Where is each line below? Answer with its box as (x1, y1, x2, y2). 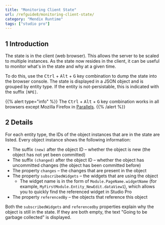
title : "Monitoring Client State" (5, 7, 77, 12)
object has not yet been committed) (12, 151, 86, 157)
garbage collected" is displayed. (5, 214, 72, 220)
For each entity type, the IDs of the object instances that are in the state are (5, 131, 160, 137)
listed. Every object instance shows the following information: (5, 136, 131, 142)
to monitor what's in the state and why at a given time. (5, 63, 116, 70)
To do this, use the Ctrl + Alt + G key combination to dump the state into (5, 73, 157, 79)
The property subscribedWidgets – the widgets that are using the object (12, 173, 158, 179)
